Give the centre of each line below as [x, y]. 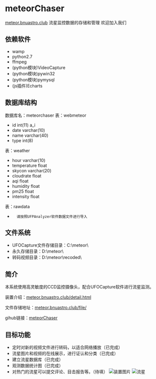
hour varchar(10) [29, 160]
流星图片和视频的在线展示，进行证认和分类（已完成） [65, 353]
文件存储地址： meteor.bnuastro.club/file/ [46, 307]
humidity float [26, 186]
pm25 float [23, 191]
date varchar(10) [28, 130]
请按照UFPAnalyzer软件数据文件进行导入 [52, 217]
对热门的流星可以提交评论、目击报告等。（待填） [60, 372]
